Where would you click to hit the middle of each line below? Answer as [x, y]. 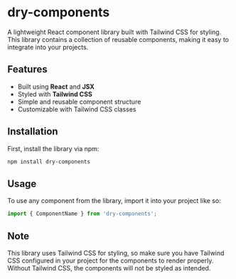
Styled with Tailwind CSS [55, 94]
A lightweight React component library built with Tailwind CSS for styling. [114, 32]
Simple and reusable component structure [79, 102]
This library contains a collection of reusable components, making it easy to [118, 39]
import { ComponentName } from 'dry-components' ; [82, 214]
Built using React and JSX [56, 87]
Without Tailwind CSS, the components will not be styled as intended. [109, 268]
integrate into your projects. [48, 47]
